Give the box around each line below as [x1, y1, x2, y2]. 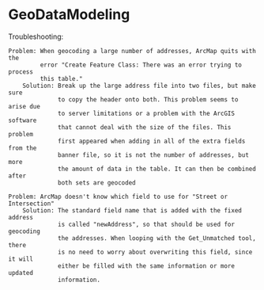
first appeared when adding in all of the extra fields [58, 137, 246, 145]
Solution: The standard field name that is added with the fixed [22, 206, 243, 215]
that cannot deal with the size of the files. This [58, 123, 232, 132]
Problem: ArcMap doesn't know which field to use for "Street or [8, 193, 228, 200]
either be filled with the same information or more [58, 261, 236, 270]
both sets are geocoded [58, 178, 136, 187]
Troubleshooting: [8, 32, 64, 41]
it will [8, 255, 34, 263]
